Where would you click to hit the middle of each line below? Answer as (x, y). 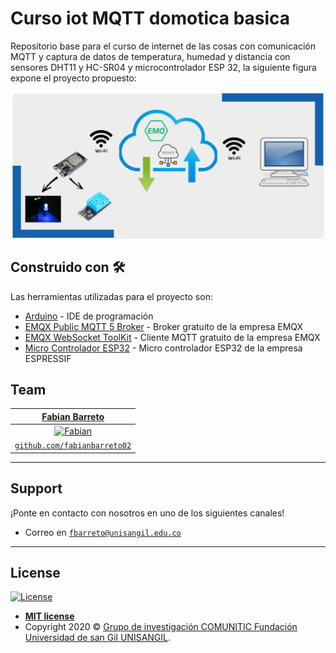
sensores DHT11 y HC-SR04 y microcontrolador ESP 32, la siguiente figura (163, 67)
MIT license (49, 616)
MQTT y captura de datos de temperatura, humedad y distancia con (150, 56)
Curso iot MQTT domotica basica (150, 18)
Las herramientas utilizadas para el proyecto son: (111, 296)
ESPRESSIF (48, 358)
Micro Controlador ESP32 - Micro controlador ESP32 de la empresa (163, 348)
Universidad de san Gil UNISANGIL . (98, 638)
